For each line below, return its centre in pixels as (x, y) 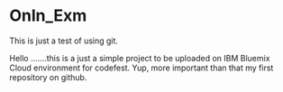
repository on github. (48, 77)
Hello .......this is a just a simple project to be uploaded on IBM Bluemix (140, 58)
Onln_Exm (48, 16)
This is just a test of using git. (64, 41)
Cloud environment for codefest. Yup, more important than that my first (141, 68)
